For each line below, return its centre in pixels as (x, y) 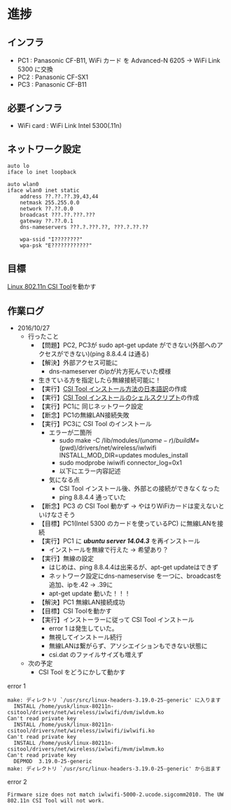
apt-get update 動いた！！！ (90, 594)
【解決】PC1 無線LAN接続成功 (82, 602)
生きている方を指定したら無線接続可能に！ (100, 380)
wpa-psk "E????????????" (56, 246)
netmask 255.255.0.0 (50, 202)
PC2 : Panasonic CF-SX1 (53, 77)
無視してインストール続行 (85, 637)
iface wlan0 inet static (43, 190)
